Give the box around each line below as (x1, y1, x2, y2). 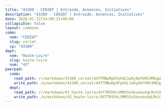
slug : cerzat (9, 39, 37, 44)
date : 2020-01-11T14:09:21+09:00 (5, 16, 74, 21)
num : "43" (9, 62, 30, 67)
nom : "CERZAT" (9, 35, 39, 40)
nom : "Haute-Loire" (9, 53, 50, 58)
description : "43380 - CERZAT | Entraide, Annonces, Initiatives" (5, 12, 145, 17)
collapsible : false (5, 21, 45, 26)
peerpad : (5, 67, 23, 72)
